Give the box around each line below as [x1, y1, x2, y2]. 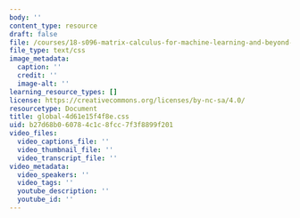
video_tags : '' [17, 179, 74, 188]
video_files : [9, 129, 58, 138]
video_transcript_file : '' [17, 153, 118, 163]
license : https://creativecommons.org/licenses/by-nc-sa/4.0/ [9, 95, 246, 105]
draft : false [9, 29, 58, 38]
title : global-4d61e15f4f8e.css [9, 112, 129, 121]
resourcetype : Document [9, 104, 98, 113]
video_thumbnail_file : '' [17, 145, 114, 154]
